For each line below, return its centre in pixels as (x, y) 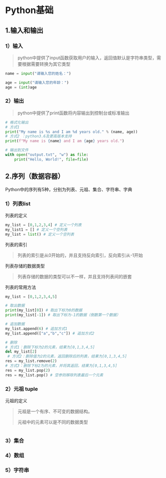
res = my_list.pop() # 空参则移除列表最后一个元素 (54, 375)
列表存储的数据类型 (25, 266)
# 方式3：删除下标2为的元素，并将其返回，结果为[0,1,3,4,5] (61, 366)
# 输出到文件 (17, 150)
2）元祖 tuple (22, 389)
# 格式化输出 (17, 122)
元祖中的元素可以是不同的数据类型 (53, 422)
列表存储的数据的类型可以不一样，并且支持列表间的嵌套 (74, 276)
